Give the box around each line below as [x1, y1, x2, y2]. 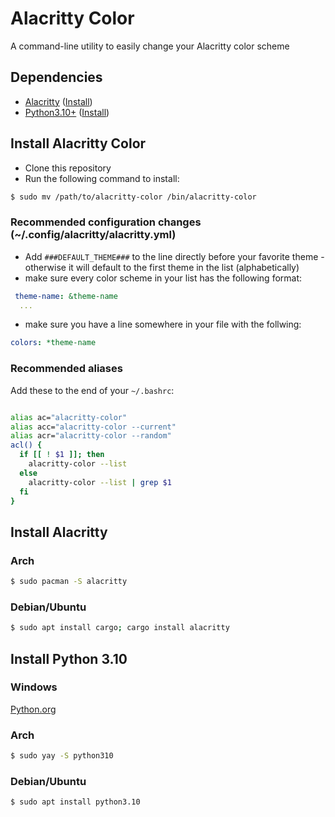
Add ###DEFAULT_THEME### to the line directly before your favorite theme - [24, 250, 325, 262]
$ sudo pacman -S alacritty [10, 577, 128, 587]
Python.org [10, 703, 57, 715]
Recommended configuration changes [10, 215, 202, 229]
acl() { [10, 440, 43, 451]
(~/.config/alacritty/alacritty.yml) [10, 228, 177, 242]
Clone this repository [24, 162, 112, 174]
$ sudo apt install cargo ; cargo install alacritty [10, 623, 230, 633]
